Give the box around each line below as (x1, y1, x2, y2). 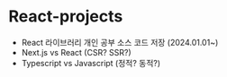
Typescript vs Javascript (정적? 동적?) (21, 57, 161, 68)
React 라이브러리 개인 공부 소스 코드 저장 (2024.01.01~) (21, 37, 219, 47)
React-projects (8, 6, 123, 27)
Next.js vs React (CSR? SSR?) (21, 47, 132, 57)
